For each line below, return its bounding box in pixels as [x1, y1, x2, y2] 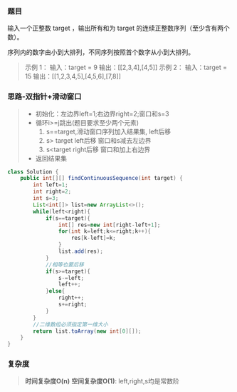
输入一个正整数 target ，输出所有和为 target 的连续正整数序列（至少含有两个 [7, 24, 230, 33]
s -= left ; [58, 274, 84, 281]
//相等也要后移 [45, 261, 84, 268]
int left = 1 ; [33, 181, 69, 189]
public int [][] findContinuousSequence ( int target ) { [20, 175, 183, 182]
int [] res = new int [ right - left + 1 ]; [58, 221, 161, 228]
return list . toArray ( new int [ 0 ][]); [33, 327, 142, 335]
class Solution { [7, 168, 59, 176]
